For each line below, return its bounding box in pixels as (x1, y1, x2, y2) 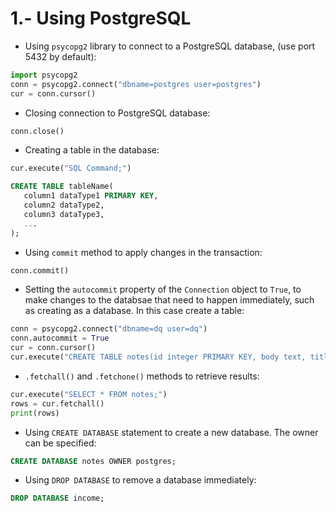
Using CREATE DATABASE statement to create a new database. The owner (24, 426, 319, 438)
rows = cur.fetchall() (10, 398, 105, 409)
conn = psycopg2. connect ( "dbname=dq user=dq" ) (10, 324, 208, 334)
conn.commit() (10, 265, 70, 276)
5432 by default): (24, 50, 97, 62)
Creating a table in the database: (24, 144, 160, 156)
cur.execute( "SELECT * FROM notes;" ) (10, 389, 168, 399)
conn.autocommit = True (10, 333, 110, 344)
